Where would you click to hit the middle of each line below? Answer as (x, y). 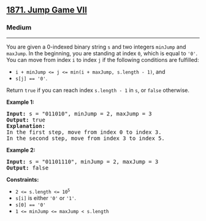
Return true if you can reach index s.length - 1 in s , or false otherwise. (98, 90)
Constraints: (23, 179)
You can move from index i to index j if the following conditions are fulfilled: (103, 60)
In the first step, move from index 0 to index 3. (84, 132)
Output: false (28, 168)
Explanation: (26, 126)
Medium (19, 28)
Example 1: (21, 102)
